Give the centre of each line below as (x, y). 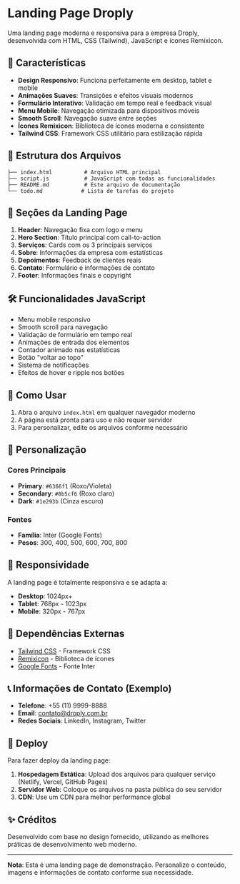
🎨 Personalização (47, 450)
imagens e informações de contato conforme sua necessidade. (101, 873)
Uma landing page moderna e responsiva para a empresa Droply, (103, 33)
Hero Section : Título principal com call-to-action (89, 238)
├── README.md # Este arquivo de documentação (94, 185)
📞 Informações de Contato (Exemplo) (90, 688)
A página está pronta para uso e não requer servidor (95, 420)
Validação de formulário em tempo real (75, 335)
